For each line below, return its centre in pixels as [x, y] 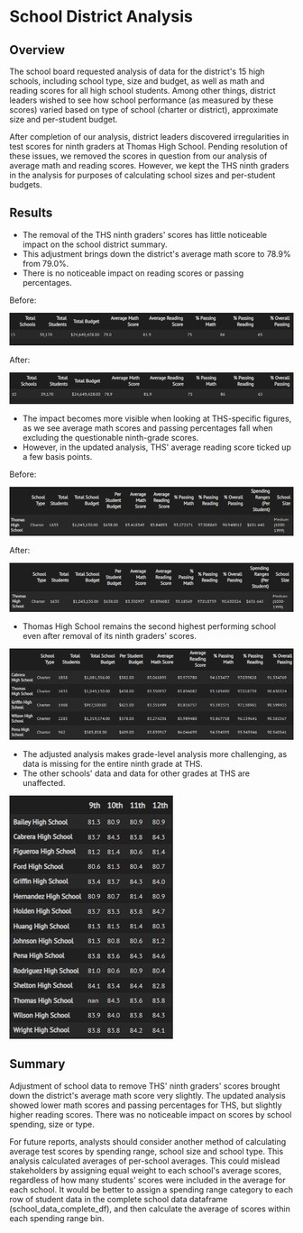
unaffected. [44, 783]
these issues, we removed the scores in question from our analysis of [138, 156]
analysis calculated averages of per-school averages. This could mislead [145, 1161]
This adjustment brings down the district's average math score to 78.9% [156, 253]
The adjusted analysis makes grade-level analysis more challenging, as [155, 754]
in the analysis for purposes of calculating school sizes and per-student [142, 175]
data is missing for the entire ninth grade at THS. [112, 764]
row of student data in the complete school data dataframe [119, 1199]
